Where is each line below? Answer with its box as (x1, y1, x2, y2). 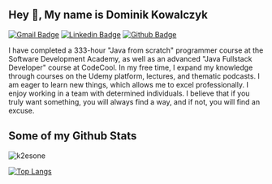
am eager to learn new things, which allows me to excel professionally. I (8, 79, 249, 89)
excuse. (8, 105, 35, 115)
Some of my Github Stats (8, 129, 137, 143)
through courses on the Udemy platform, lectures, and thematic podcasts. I (8, 71, 260, 81)
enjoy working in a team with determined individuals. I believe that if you (8, 88, 250, 98)
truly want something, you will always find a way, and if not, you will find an (8, 96, 261, 106)
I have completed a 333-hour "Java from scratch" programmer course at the (8, 45, 264, 55)
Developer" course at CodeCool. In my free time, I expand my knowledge (8, 62, 253, 72)
